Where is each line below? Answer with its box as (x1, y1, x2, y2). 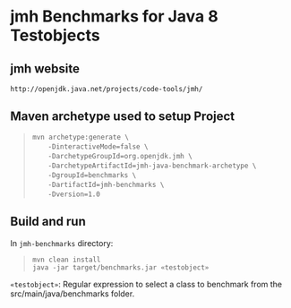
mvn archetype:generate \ (31, 133, 129, 141)
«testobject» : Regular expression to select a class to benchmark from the (10, 278, 283, 289)
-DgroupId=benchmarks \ (47, 170, 137, 180)
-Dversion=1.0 (47, 190, 101, 199)
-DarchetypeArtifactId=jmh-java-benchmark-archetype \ (47, 161, 257, 170)
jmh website (10, 61, 80, 76)
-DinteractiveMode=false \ (47, 141, 149, 151)
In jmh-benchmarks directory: (10, 237, 114, 248)
